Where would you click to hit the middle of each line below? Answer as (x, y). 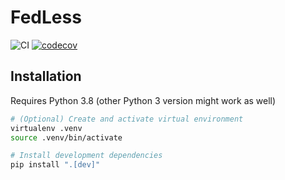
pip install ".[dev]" (55, 165)
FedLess (46, 17)
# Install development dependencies (86, 156)
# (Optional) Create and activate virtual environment (127, 119)
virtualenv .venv (46, 128)
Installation (46, 76)
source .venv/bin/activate (66, 137)
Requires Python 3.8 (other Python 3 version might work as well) (143, 100)
